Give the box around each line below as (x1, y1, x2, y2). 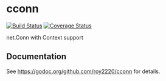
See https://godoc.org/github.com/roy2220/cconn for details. (6, 68, 161, 75)
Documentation (6, 51, 67, 62)
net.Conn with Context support (6, 33, 84, 41)
